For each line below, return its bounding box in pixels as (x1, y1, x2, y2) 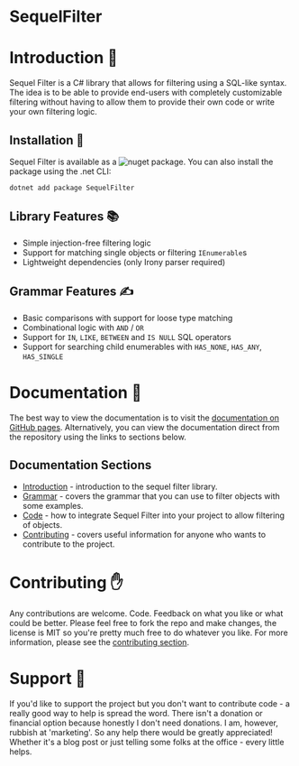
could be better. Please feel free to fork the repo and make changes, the (9, 618, 277, 629)
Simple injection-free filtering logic (22, 237, 151, 248)
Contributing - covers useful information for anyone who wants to (22, 530, 267, 540)
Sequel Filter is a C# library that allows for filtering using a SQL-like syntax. (9, 78, 287, 88)
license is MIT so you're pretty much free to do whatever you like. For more (9, 627, 288, 638)
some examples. (22, 501, 84, 512)
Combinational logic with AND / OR (22, 322, 144, 333)
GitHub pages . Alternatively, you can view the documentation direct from (9, 421, 280, 432)
